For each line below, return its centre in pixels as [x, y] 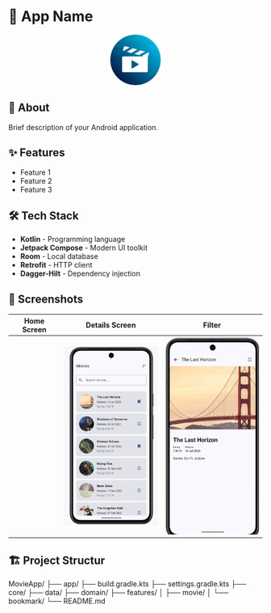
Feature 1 [35, 172]
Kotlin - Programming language [73, 239]
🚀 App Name [51, 17]
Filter [212, 325]
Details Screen [111, 325]
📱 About [29, 108]
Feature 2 [36, 180]
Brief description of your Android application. [83, 127]
